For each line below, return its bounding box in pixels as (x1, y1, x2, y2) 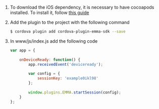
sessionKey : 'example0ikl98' (37, 76, 99, 81)
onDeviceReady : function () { (19, 57, 81, 62)
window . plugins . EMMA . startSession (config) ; (28, 90, 121, 95)
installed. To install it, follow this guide (10, 10, 89, 16)
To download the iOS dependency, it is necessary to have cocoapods (10, 5, 154, 10)
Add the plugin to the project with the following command (10, 20, 130, 25)
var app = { (10, 48, 35, 53)
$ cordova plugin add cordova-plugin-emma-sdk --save (10, 29, 126, 34)
